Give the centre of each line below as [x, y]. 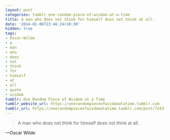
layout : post [19, 10]
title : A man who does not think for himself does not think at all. [80, 19]
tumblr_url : [18, 109]
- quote [13, 90]
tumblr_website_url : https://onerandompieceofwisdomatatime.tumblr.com [82, 104]
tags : [11, 33]
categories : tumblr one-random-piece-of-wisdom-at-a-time [68, 15]
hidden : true [19, 29]
